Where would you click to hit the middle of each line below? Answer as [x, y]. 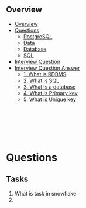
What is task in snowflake [45, 193]
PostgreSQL [38, 36]
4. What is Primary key [50, 93]
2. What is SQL [41, 80]
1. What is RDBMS [45, 74]
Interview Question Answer [47, 68]
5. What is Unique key [49, 99]
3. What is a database [49, 87]
